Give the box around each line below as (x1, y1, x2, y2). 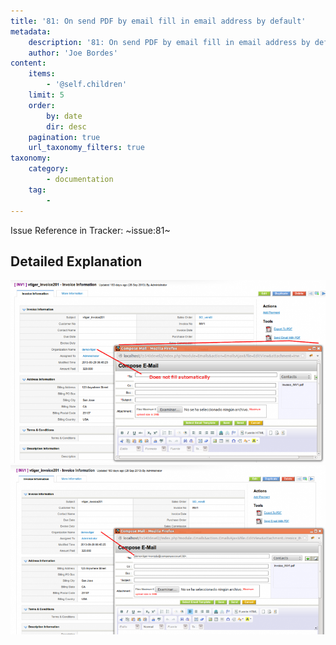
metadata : (10, 26, 52, 37)
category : (28, 164, 70, 174)
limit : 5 (28, 90, 65, 100)
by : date (46, 111, 83, 121)
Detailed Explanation (10, 253, 143, 270)
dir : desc (46, 121, 87, 132)
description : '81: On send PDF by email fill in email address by (28, 37, 311, 47)
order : (28, 100, 56, 110)
